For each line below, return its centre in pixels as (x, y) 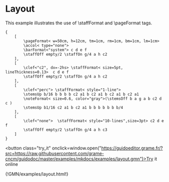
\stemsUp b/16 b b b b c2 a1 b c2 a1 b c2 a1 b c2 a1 (81, 94)
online (12, 164)
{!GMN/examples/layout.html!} (37, 174)
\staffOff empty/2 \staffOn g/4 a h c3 (66, 130)
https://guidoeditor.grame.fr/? (132, 148)
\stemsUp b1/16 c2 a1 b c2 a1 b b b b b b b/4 (73, 107)
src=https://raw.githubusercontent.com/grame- (55, 153)
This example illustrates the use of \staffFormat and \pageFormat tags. (79, 23)
